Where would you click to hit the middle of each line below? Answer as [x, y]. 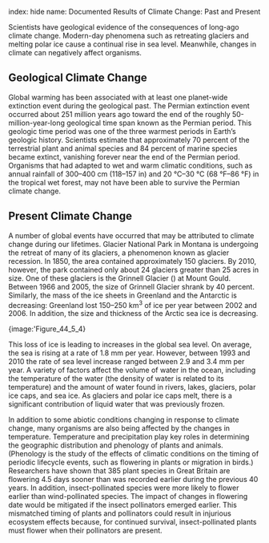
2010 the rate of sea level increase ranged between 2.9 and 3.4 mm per [126, 362]
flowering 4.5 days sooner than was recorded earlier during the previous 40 [133, 480]
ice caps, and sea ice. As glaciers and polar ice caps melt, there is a [120, 395]
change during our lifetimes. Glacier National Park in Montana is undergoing [133, 244]
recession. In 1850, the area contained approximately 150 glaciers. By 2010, [132, 261]
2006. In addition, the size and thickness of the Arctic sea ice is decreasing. [133, 314]
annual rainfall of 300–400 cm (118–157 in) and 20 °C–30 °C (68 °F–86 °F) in [134, 174]
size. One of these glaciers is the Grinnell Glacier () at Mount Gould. [120, 278]
